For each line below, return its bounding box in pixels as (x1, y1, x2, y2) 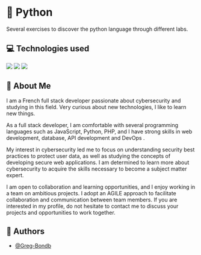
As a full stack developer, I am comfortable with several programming (6, 121, 179, 128)
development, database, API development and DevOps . (6, 134, 146, 141)
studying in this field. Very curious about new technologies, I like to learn (6, 103, 187, 110)
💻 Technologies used (6, 43, 90, 54)
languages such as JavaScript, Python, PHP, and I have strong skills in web (6, 128, 193, 135)
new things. (6, 110, 36, 117)
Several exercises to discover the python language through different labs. (6, 25, 188, 33)
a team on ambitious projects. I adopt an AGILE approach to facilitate (6, 189, 176, 197)
